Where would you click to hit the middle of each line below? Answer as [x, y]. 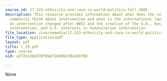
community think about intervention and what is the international [81, 19]
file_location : [21, 33]
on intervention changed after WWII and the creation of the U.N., [81, 24]
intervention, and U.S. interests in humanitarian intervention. [79, 28]
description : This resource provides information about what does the [80, 14]
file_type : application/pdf [34, 38]
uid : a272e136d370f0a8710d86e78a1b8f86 [46, 56]
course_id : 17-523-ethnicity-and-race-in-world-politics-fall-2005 [77, 10]
